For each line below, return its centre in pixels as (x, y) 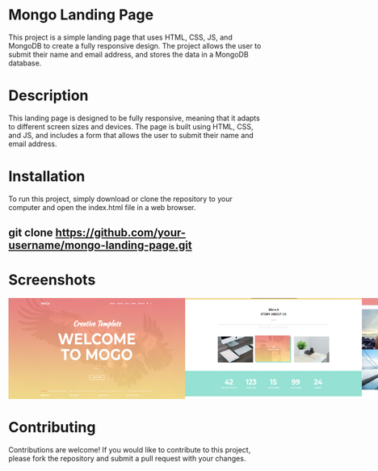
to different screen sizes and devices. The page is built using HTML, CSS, (131, 126)
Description (48, 96)
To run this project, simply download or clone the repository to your (120, 199)
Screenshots (52, 280)
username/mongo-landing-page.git (100, 245)
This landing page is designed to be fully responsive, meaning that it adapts (134, 118)
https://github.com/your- (121, 233)
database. (25, 63)
